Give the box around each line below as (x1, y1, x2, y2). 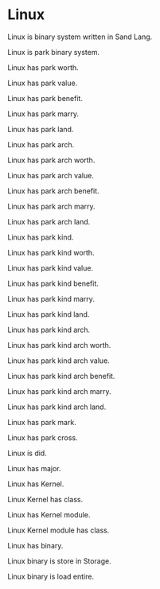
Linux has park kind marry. (7, 294, 95, 303)
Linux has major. (7, 463, 61, 473)
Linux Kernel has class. (7, 494, 84, 504)
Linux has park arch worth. (7, 155, 96, 165)
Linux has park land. (7, 124, 74, 134)
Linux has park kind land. (7, 309, 90, 319)
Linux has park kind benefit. (7, 279, 99, 288)
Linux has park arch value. (7, 170, 95, 180)
